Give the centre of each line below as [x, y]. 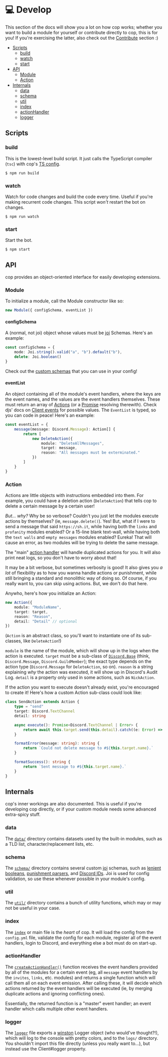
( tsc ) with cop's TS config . [33, 164]
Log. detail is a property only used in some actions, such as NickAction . [80, 677]
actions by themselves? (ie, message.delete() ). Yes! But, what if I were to [80, 521]
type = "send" [29, 707]
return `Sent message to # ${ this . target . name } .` [75, 767]
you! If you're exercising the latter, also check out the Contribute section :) [82, 38]
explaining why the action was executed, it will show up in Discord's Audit [81, 672]
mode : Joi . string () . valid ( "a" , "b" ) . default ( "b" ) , [68, 352]
